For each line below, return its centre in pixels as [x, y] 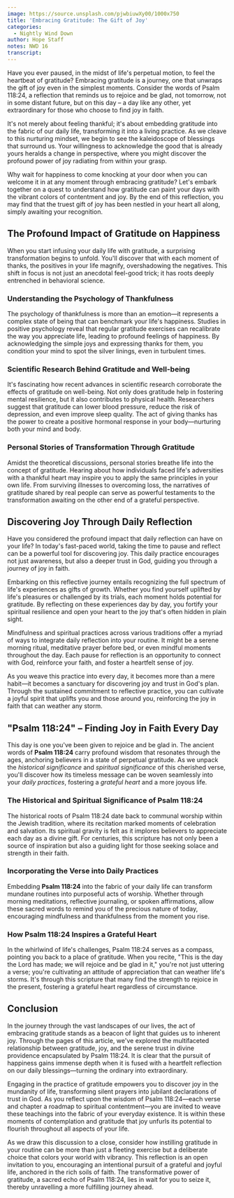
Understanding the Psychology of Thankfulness [90, 299]
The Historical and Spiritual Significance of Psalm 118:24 [105, 801]
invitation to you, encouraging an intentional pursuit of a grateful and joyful [115, 1164]
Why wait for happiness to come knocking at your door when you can [107, 174]
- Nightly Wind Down [43, 33]
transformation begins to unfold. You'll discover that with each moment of [113, 258]
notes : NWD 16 [28, 46]
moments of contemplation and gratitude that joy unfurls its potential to [110, 1121]
